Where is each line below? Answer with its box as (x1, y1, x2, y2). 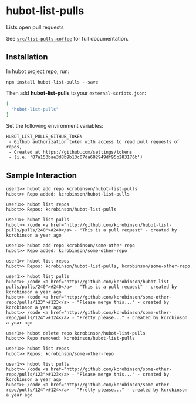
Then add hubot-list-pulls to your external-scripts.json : (6, 90, 147, 97)
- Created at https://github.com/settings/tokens (8, 149, 133, 155)
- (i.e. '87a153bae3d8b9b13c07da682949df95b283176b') (8, 154, 143, 160)
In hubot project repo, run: (6, 68, 70, 75)
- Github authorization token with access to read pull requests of (8, 139, 180, 145)
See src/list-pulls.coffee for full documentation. (6, 35, 129, 42)
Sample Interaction (6, 170, 77, 180)
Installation (6, 52, 48, 62)
